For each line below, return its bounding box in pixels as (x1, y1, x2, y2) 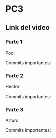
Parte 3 (5, 106, 24, 113)
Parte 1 (5, 38, 23, 45)
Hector (5, 84, 20, 90)
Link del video (5, 23, 50, 32)
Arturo (5, 117, 19, 124)
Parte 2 (5, 72, 24, 79)
